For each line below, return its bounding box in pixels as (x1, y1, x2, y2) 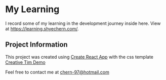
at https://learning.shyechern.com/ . (5, 25, 79, 31)
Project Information (5, 41, 68, 49)
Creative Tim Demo (5, 59, 46, 65)
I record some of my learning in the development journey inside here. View (5, 20, 161, 26)
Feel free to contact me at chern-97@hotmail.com (5, 69, 110, 75)
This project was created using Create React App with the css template (5, 54, 153, 60)
